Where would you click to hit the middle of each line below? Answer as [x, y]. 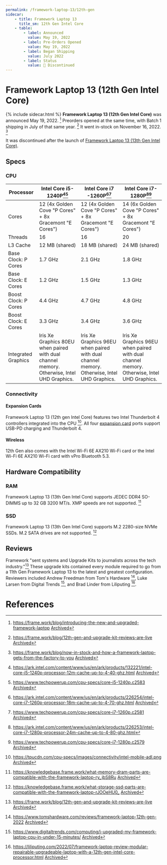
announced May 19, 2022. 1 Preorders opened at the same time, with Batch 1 [83, 120]
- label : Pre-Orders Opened [52, 42]
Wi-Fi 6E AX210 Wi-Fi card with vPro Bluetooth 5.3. [58, 456]
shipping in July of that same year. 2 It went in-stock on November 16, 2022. [83, 126]
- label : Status [40, 61]
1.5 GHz [90, 280]
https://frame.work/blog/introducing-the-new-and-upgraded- [76, 622]
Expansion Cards [24, 406]
